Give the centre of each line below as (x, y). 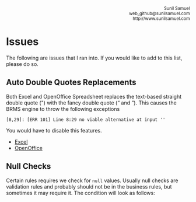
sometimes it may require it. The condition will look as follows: (81, 193)
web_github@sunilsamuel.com (160, 13)
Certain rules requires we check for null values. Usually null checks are (92, 180)
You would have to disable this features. (54, 130)
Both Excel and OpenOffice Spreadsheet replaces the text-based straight (94, 96)
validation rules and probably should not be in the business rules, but (89, 186)
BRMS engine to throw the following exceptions (63, 109)
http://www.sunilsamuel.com (161, 19)
